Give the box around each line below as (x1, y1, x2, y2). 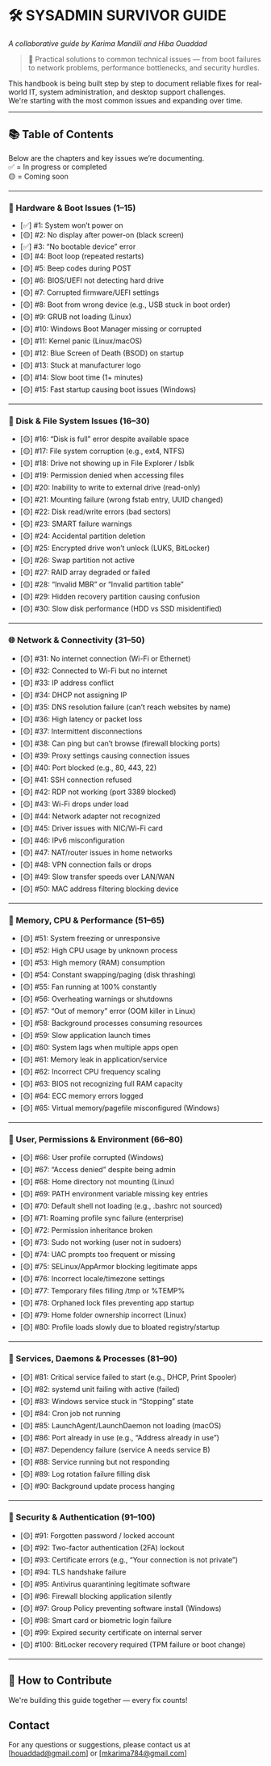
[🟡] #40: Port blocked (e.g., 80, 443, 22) (19, 763, 157, 772)
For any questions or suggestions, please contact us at (8, 1740, 191, 1750)
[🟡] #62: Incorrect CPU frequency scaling (19, 1066, 161, 1076)
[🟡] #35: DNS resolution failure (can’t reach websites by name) (19, 702, 231, 712)
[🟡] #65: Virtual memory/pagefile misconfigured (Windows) (19, 1103, 220, 1112)
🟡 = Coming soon (8, 171, 69, 181)
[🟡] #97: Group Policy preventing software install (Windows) (19, 1603, 222, 1613)
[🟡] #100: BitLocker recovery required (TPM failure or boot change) (19, 1639, 246, 1649)
